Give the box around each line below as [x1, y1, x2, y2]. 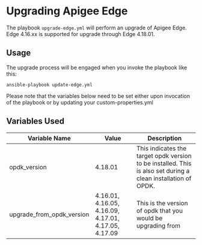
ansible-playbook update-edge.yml [6, 82, 93, 88]
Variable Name [28, 134, 71, 142]
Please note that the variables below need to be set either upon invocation [6, 92, 191, 100]
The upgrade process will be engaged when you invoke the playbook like [6, 64, 188, 71]
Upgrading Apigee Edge [6, 4, 128, 18]
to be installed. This [136, 159, 192, 168]
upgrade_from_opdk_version [9, 210, 90, 219]
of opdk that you [136, 206, 183, 214]
